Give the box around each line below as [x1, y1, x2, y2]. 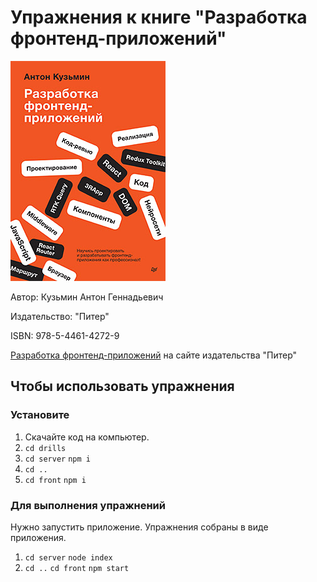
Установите [10, 408, 70, 422]
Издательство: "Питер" [10, 310, 110, 322]
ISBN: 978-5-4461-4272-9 [10, 329, 120, 341]
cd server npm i [24, 454, 91, 464]
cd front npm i [24, 475, 87, 485]
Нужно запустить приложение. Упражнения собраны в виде [10, 521, 269, 533]
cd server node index [24, 552, 113, 563]
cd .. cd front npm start [24, 563, 130, 573]
